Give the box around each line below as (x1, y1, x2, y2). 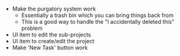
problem (21, 24, 43, 32)
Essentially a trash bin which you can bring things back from (21, 12, 174, 19)
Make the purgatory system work (12, 5, 96, 12)
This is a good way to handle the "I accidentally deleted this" (21, 18, 174, 25)
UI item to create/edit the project (12, 38, 95, 44)
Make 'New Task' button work (12, 44, 88, 51)
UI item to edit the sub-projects (12, 31, 91, 38)
